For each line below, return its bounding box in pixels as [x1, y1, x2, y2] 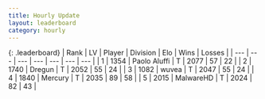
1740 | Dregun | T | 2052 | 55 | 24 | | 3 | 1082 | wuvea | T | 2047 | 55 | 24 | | [8, 65, 255, 74]
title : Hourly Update [8, 11, 80, 20]
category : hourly [8, 26, 66, 34]
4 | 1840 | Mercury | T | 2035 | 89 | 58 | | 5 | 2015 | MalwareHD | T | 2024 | [8, 73, 252, 83]
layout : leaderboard [8, 19, 77, 27]
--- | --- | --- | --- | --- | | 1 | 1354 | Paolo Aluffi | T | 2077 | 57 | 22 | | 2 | [17, 56, 252, 66]
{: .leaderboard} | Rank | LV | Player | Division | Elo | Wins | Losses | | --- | [8, 48, 249, 58]
